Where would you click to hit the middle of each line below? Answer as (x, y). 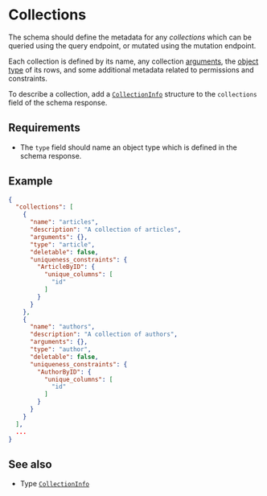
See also (30, 464)
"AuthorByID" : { (64, 372)
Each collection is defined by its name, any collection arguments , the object (133, 61)
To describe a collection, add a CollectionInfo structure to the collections (133, 93)
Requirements (44, 128)
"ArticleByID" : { (66, 267)
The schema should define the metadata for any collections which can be (130, 37)
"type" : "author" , (60, 349)
